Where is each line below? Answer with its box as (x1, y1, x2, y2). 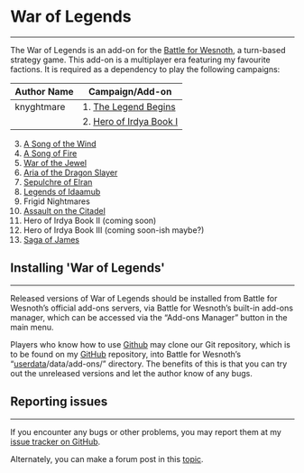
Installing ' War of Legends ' (10, 260, 165, 276)
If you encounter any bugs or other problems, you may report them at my (10, 426, 282, 437)
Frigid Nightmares (23, 196, 91, 207)
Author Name (14, 85, 75, 97)
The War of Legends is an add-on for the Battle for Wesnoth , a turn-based (10, 44, 286, 55)
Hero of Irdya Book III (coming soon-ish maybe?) (23, 224, 205, 236)
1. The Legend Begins (82, 100, 176, 113)
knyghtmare (14, 100, 66, 113)
